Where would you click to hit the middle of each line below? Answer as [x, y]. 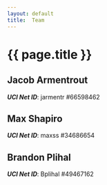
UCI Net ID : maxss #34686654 [51, 136]
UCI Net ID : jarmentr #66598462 [53, 97]
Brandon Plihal [39, 157]
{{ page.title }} [50, 55]
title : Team [26, 20]
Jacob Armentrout [48, 80]
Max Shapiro [35, 119]
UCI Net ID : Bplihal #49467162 [51, 174]
